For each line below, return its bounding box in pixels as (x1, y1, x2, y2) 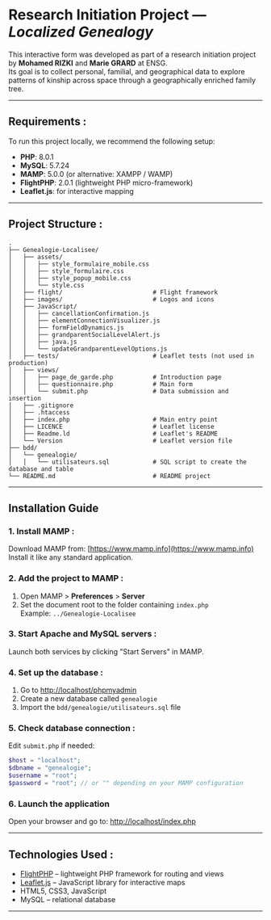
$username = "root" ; (8, 771, 78, 780)
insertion (8, 394, 42, 402)
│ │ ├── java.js (8, 338, 78, 346)
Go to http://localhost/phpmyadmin (19, 685, 137, 695)
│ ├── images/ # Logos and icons (8, 295, 215, 304)
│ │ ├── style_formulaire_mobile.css (8, 260, 150, 268)
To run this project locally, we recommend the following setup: (8, 136, 215, 146)
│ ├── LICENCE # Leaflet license (8, 422, 215, 431)
